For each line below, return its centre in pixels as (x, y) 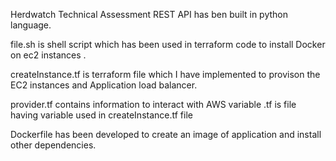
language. (31, 25)
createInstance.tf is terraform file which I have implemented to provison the (165, 74)
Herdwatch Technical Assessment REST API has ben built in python (149, 14)
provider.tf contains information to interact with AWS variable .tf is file (153, 104)
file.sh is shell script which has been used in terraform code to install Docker (168, 44)
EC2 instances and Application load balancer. (104, 85)
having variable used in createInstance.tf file (101, 115)
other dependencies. (53, 145)
